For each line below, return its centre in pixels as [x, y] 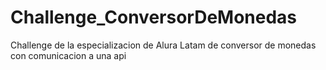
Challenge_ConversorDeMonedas [154, 17]
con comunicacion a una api [68, 55]
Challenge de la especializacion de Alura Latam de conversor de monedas [163, 45]
